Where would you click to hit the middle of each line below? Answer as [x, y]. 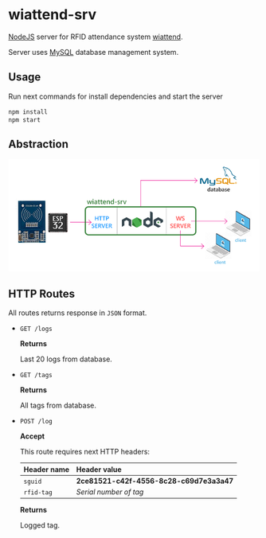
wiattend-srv [53, 15]
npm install [28, 112]
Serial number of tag [110, 492]
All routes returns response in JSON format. [78, 313]
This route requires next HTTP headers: [84, 452]
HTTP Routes [42, 293]
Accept [32, 436]
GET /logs [36, 329]
